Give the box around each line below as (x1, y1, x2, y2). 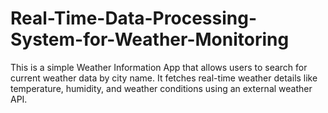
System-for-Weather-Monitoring (10, 28, 290, 51)
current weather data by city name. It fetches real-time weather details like (10, 72, 318, 84)
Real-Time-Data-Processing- (10, 7, 257, 30)
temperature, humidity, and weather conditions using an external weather (10, 82, 313, 94)
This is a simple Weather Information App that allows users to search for (10, 61, 308, 73)
